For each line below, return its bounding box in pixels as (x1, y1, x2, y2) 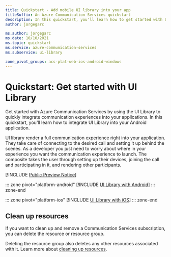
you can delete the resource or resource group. (5, 230, 105, 237)
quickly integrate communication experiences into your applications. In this (5, 114, 163, 120)
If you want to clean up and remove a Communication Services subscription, (5, 225, 165, 232)
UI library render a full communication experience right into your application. (5, 135, 165, 141)
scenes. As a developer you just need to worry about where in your (5, 146, 146, 152)
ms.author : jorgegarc (5, 31, 51, 36)
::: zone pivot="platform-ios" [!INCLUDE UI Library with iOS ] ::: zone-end (5, 197, 158, 203)
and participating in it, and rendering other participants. (5, 162, 122, 168)
